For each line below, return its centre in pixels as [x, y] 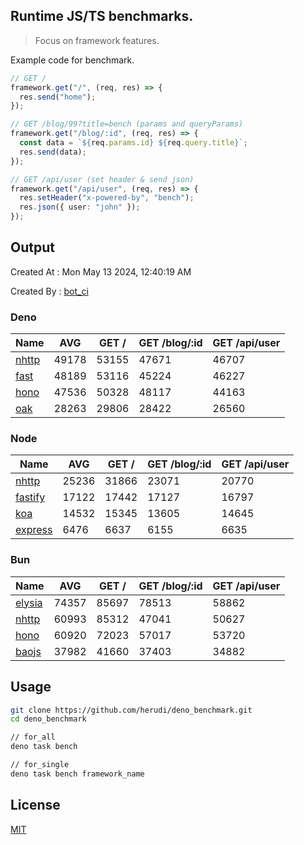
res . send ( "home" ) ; [58, 97]
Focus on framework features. [97, 40]
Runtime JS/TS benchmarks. [102, 16]
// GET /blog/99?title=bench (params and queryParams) [127, 124]
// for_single [40, 765]
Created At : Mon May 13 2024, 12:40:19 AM [101, 271]
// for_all [33, 737]
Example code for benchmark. [72, 60]
